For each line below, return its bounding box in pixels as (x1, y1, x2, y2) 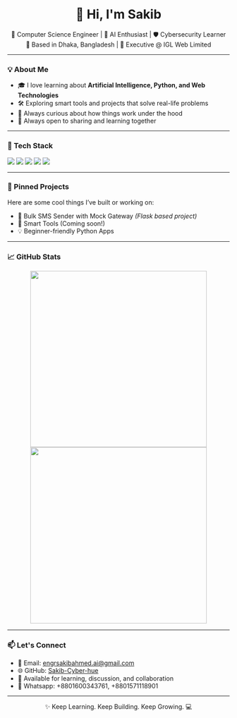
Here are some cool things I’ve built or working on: (7, 197, 154, 207)
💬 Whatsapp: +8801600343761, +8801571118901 (17, 682, 159, 690)
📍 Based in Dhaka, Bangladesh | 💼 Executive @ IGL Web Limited (25, 40, 212, 49)
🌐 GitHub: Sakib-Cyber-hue (17, 667, 99, 675)
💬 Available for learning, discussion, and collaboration (17, 674, 174, 683)
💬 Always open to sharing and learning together (17, 116, 157, 126)
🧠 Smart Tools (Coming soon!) (17, 219, 106, 228)
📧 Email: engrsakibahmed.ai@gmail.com (17, 659, 135, 667)
